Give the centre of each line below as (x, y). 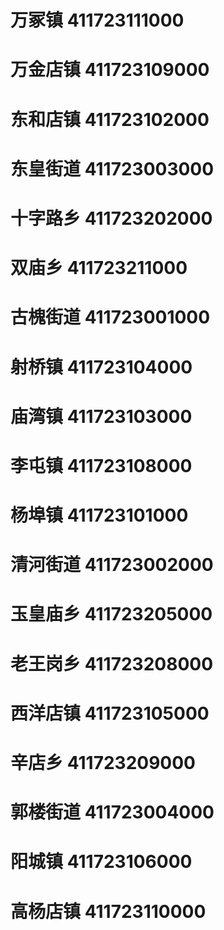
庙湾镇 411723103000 (101, 416)
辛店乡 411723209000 (103, 763)
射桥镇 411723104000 (101, 367)
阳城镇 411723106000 (101, 862)
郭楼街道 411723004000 (112, 812)
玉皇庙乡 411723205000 (111, 614)
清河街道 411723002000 (112, 565)
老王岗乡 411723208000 (112, 663)
